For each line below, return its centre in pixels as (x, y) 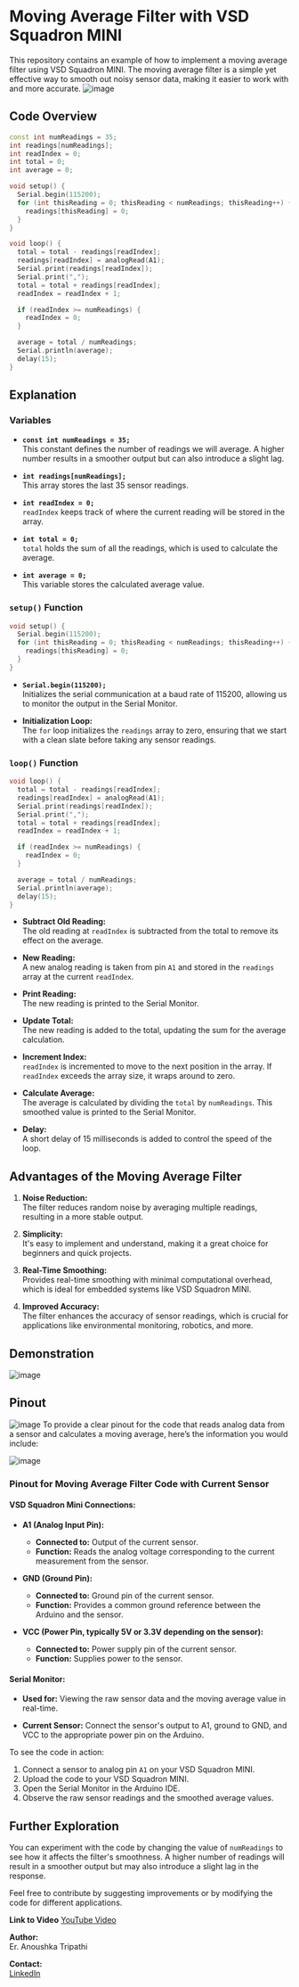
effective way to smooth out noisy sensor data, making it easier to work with (149, 78)
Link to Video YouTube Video (63, 1919)
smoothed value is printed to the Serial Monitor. (109, 1113)
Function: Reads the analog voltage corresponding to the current (155, 1551)
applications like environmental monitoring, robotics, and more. (137, 1326)
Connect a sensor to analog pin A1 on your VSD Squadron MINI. (138, 1769)
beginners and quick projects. (77, 1253)
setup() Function (46, 608)
